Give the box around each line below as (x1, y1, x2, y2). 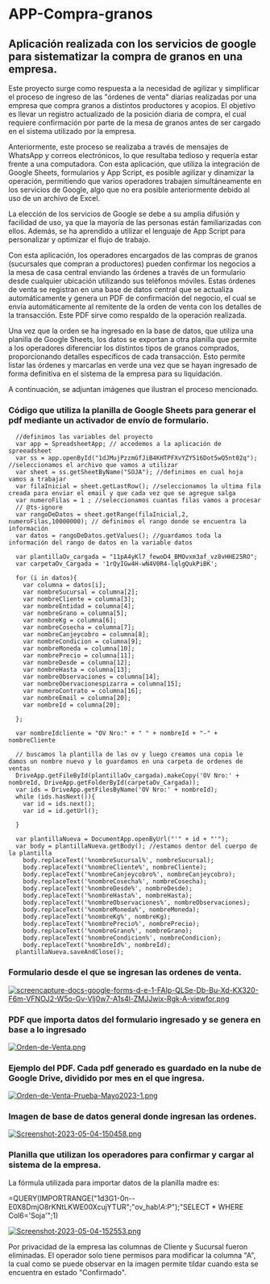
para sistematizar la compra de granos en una (8, 49, 243, 63)
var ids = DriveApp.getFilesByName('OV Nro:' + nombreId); (15, 786, 218, 794)
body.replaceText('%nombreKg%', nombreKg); (23, 913, 172, 921)
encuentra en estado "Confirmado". (8, 1267, 127, 1277)
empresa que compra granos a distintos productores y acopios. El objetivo (8, 101, 256, 110)
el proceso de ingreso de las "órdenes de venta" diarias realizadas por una (8, 92, 257, 102)
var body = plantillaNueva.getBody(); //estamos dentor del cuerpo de (15, 842, 258, 851)
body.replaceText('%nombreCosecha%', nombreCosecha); (23, 878, 207, 886)
